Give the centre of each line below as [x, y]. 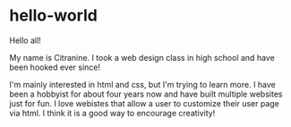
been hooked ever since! [55, 67]
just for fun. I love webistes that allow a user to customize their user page [144, 103]
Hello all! [26, 40]
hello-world [54, 16]
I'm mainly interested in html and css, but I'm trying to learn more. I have [142, 84]
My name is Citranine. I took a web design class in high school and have [142, 57]
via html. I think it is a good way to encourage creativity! [112, 113]
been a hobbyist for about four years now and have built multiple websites [146, 94]
